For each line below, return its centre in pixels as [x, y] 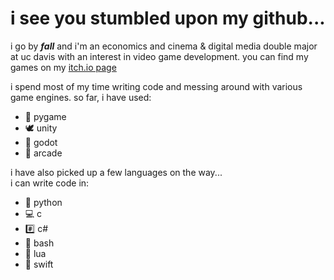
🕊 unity [41, 128]
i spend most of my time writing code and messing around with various [156, 86]
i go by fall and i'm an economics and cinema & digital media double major [164, 46]
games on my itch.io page [63, 67]
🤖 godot [41, 142]
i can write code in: [50, 183]
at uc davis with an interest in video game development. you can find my [159, 56]
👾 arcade [43, 153]
